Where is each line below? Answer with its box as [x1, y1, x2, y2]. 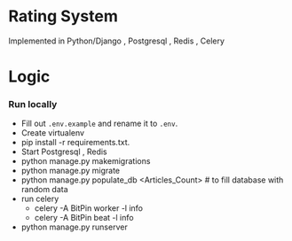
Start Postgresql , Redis [20, 146, 107, 157]
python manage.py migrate [20, 166, 121, 176]
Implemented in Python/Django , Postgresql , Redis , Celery [8, 35, 225, 46]
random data [20, 184, 68, 195]
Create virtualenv [20, 128, 85, 138]
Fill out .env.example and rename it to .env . [20, 118, 178, 129]
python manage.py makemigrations [20, 156, 151, 167]
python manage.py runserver [20, 222, 128, 232]
